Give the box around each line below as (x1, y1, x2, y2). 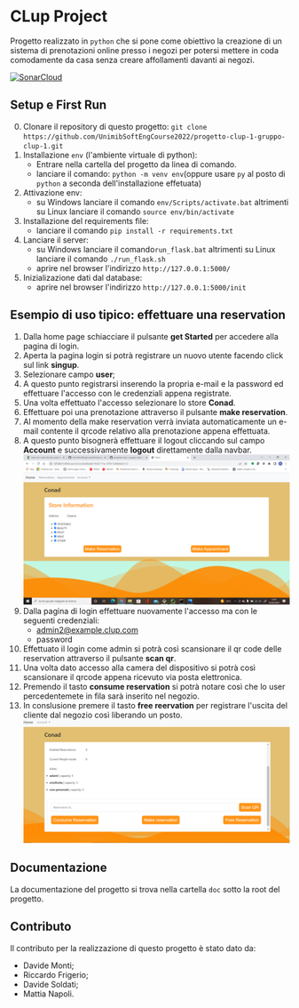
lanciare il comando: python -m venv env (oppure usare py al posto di (35, 168, 286, 179)
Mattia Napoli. (22, 988, 75, 999)
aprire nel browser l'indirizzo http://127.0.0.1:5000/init (35, 282, 247, 292)
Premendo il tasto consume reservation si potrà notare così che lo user (22, 681, 286, 692)
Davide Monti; (22, 960, 75, 971)
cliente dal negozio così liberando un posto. (22, 709, 183, 720)
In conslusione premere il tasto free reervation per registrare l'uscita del (22, 700, 287, 710)
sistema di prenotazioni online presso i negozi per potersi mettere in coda (10, 44, 279, 55)
